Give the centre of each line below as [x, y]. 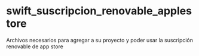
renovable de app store [35, 46]
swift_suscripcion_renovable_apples [99, 11]
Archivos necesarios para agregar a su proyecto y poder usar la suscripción [99, 40]
